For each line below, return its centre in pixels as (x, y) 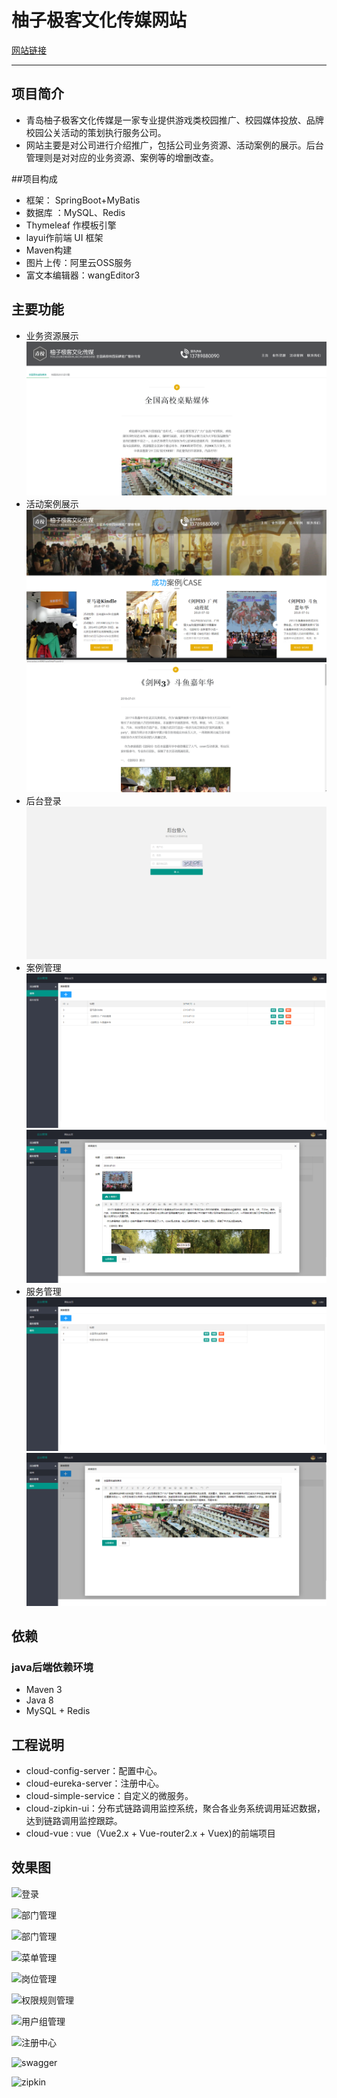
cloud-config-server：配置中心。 (94, 1771)
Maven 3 (44, 1690)
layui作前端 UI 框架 (64, 237)
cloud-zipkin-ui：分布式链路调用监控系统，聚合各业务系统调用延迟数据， (175, 1808)
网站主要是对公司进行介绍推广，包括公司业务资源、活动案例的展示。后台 (174, 145)
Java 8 (39, 1700)
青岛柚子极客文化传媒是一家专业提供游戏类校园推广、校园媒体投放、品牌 (174, 120)
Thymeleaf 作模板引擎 (71, 225)
